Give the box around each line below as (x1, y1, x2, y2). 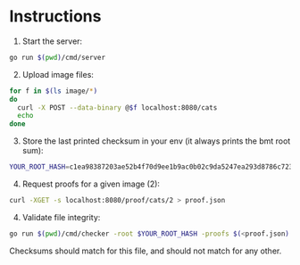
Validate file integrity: (21, 211, 101, 222)
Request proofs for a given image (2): (21, 178, 161, 189)
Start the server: (21, 36, 83, 46)
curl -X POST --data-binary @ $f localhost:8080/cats (17, 103, 218, 112)
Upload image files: (21, 69, 94, 79)
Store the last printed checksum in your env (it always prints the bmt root (21, 136, 291, 146)
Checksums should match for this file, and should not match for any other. (9, 245, 282, 256)
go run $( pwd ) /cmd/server (9, 53, 105, 62)
